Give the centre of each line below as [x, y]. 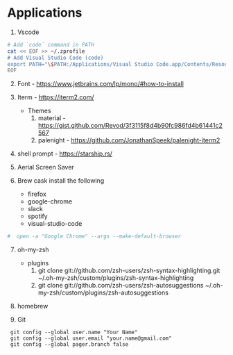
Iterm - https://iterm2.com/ [55, 97]
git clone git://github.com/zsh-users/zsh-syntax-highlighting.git [129, 271]
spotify [37, 216]
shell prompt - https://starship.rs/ [65, 154]
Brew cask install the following [61, 181]
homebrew [33, 306]
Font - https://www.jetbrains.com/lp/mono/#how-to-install [100, 84]
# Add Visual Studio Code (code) [55, 58]
